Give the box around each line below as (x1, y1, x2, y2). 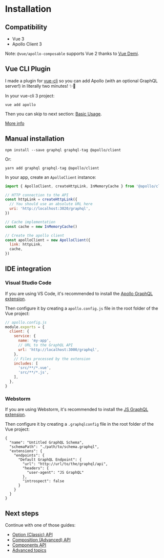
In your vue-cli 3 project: (5, 93, 55, 98)
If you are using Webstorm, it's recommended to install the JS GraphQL (5, 407, 148, 412)
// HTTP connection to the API (5, 193, 69, 197)
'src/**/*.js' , (18, 370, 49, 375)
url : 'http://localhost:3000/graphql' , (18, 347, 99, 352)
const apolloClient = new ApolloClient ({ (5, 238, 91, 243)
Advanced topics (12, 547, 46, 553)
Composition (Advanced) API (12, 536, 71, 542)
